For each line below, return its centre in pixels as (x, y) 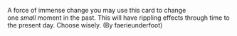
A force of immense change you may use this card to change (97, 10)
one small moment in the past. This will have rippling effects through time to (118, 18)
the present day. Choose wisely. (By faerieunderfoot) (85, 25)
